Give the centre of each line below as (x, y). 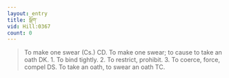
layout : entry (28, 13)
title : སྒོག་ (22, 20)
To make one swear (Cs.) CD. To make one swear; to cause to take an (123, 52)
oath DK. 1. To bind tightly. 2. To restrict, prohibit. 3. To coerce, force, (122, 60)
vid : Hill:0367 (29, 26)
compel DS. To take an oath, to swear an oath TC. (94, 67)
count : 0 (20, 33)
